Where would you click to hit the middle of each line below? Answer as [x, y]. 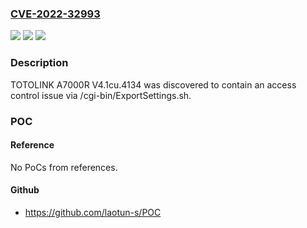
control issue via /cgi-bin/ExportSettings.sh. [101, 95]
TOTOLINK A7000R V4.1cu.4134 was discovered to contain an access [153, 84]
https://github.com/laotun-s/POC [93, 212]
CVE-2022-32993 [55, 14]
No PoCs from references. [64, 167]
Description [39, 63]
